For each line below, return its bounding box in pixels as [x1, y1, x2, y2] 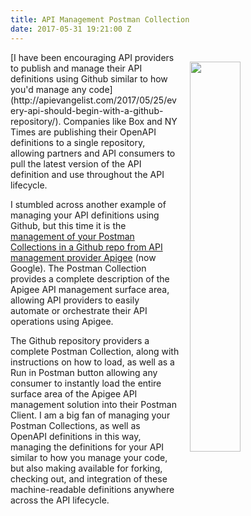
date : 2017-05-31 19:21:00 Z [10, 24, 132, 34]
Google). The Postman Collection [10, 262, 147, 274]
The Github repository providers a [10, 334, 150, 346]
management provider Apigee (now [10, 251, 157, 263]
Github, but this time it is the [10, 219, 127, 231]
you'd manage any [10, 83, 87, 95]
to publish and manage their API [10, 62, 143, 74]
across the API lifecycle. [10, 494, 110, 506]
